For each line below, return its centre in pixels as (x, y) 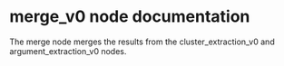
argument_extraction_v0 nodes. (68, 51)
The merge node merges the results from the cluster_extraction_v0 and (142, 42)
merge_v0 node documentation (130, 17)
